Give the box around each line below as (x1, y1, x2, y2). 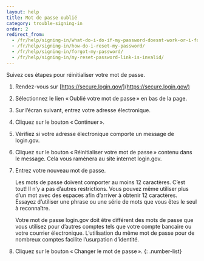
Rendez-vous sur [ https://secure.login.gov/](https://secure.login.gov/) (15, 83, 190, 90)
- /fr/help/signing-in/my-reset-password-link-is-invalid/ (12, 54, 165, 60)
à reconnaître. (15, 204, 50, 212)
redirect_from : (6, 32, 45, 38)
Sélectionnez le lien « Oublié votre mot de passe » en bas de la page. (15, 95, 187, 102)
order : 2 (6, 26, 29, 32)
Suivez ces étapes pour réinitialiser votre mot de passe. (6, 71, 146, 78)
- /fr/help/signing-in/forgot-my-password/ (12, 49, 123, 55)
